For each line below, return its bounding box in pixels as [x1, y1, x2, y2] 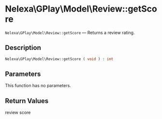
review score [5, 110, 31, 116]
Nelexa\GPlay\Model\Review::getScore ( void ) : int [5, 57, 114, 61]
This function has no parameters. [5, 83, 71, 89]
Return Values [5, 97, 49, 105]
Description [5, 44, 41, 52]
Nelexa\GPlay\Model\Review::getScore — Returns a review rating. [5, 30, 135, 35]
